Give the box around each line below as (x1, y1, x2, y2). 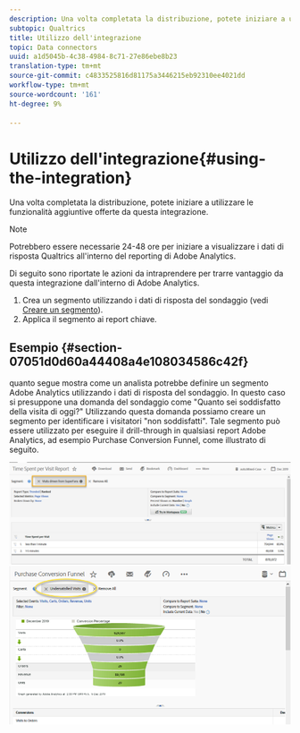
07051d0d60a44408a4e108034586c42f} (9, 354, 249, 369)
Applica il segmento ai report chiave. (21, 314, 158, 325)
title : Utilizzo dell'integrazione (9, 33, 142, 42)
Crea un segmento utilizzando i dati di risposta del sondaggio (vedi (21, 295, 269, 306)
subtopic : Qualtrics (9, 23, 87, 33)
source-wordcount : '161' (9, 89, 102, 98)
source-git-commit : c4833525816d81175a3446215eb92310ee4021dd (9, 72, 246, 81)
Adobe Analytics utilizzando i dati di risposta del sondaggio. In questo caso (9, 388, 286, 398)
